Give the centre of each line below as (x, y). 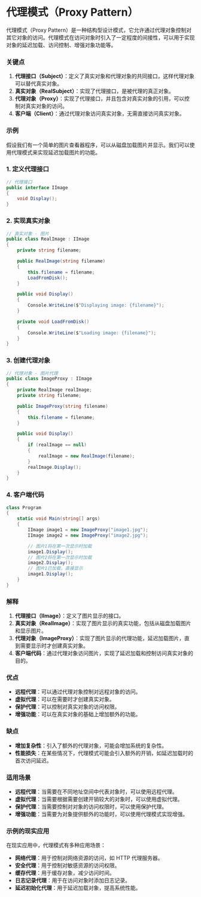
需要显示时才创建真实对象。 (54, 646)
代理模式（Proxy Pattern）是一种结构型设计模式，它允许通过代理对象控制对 (99, 30)
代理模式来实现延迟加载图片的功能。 (56, 152)
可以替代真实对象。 (39, 84)
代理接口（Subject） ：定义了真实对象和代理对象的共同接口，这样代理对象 (105, 76)
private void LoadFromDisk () (53, 322)
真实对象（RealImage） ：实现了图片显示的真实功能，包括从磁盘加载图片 (103, 623)
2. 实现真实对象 (28, 221)
